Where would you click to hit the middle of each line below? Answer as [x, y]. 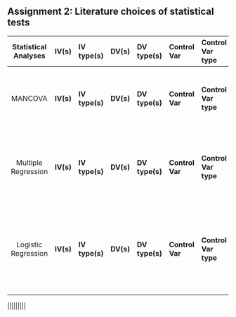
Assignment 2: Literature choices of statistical [111, 12]
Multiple [29, 163]
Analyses [29, 56]
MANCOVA [29, 98]
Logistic [29, 244]
